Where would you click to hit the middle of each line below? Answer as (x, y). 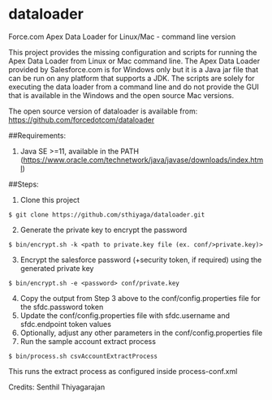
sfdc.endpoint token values (66, 324)
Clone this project (50, 200)
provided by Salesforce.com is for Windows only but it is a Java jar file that (133, 69)
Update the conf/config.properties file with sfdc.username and (125, 315)
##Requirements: (37, 135)
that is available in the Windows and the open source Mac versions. (121, 95)
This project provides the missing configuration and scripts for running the (133, 52)
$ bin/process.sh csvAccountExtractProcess (83, 356)
